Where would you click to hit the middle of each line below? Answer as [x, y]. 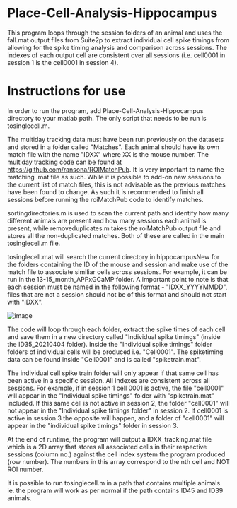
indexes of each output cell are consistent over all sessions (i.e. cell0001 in [116, 55]
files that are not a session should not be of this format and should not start [117, 294]
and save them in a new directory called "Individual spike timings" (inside [114, 336]
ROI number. [25, 469]
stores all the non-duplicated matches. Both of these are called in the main [116, 235]
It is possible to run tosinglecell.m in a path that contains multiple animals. [115, 483]
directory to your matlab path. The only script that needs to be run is [107, 118]
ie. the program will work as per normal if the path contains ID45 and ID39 [115, 490]
